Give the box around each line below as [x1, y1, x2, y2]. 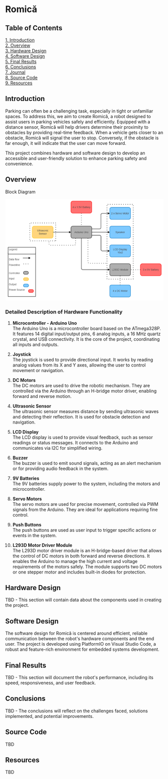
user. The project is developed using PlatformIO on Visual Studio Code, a [5, 641, 156, 647]
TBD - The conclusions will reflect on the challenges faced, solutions [5, 708, 148, 714]
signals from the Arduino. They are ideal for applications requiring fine [12, 506, 158, 512]
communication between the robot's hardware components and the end [5, 636, 154, 642]
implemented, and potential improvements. [5, 713, 94, 719]
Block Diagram [5, 188, 36, 195]
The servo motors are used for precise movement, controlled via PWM [12, 501, 158, 507]
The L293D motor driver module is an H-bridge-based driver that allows [12, 547, 162, 553]
